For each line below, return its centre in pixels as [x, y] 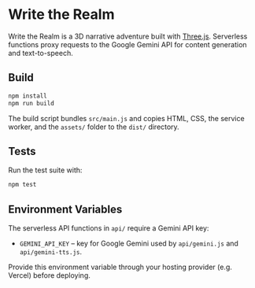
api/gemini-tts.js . [51, 252]
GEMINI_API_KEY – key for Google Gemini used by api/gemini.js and [129, 243]
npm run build [31, 103]
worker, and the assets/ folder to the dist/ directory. [94, 127]
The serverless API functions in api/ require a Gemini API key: [109, 228]
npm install [28, 96]
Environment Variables [65, 209]
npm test [22, 185]
